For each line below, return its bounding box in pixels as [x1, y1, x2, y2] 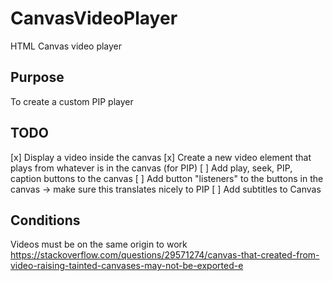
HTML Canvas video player [10, 40, 123, 52]
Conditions [10, 212, 81, 229]
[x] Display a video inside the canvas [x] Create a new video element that [10, 151, 312, 163]
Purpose [10, 69, 65, 86]
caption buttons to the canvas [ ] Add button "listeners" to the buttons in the [10, 172, 324, 184]
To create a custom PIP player [10, 95, 134, 107]
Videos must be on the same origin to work [10, 238, 188, 251]
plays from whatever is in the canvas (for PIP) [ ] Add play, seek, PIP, [10, 162, 293, 174]
